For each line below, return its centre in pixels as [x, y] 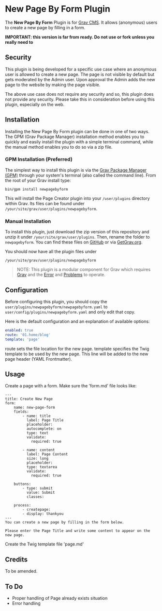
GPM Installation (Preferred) [39, 159]
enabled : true [19, 330]
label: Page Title [45, 420]
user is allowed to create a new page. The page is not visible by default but [80, 74]
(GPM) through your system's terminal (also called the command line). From [81, 175]
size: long [37, 459]
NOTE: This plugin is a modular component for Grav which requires [84, 270]
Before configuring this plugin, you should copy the [56, 301]
